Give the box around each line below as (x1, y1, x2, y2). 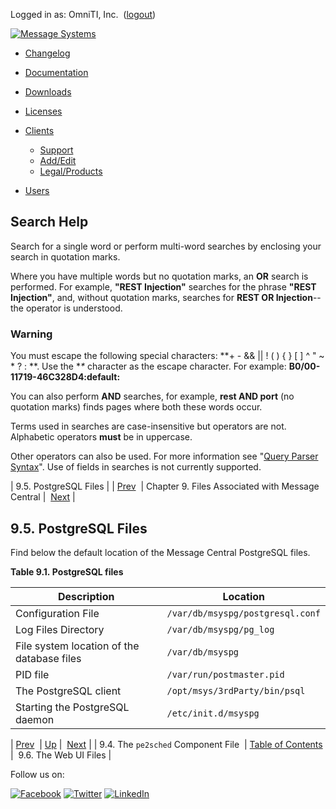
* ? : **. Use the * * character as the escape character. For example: (10, 360, 287, 373)
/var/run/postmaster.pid (166, 669, 285, 680)
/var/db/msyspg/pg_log (166, 624, 275, 635)
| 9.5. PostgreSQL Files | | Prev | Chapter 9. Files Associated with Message (10, 480, 320, 493)
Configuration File (15, 606, 100, 620)
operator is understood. (25, 302, 123, 314)
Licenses (24, 105, 63, 117)
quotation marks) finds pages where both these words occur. (10, 401, 263, 413)
